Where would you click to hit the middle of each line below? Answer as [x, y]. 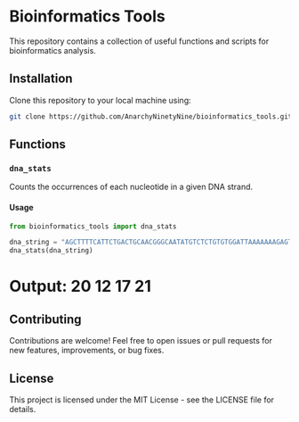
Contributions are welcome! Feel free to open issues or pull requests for [141, 341]
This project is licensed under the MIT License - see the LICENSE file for [141, 400]
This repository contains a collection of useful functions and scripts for [139, 41]
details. [23, 409]
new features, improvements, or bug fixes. [87, 351]
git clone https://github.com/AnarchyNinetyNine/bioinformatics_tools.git [151, 116]
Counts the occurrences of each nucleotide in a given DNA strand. [131, 187]
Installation [41, 79]
